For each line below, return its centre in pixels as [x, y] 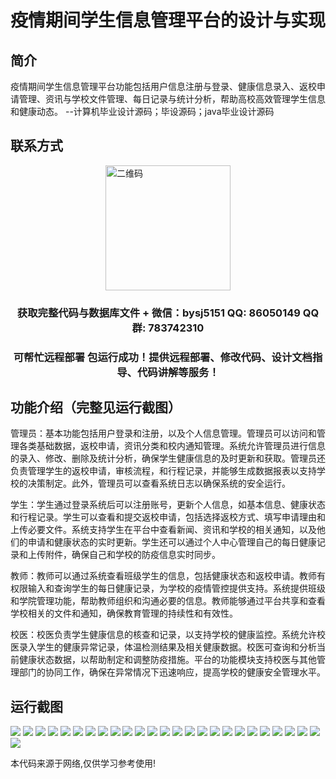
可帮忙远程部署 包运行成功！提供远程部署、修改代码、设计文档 [163, 357]
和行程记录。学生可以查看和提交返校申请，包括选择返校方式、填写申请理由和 [168, 517]
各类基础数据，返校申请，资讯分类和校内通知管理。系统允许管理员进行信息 [172, 446]
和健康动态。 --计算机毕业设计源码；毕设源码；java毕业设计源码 [142, 111]
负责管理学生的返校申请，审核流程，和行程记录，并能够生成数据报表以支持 [163, 471]
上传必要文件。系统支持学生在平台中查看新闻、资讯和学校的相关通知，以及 [163, 530]
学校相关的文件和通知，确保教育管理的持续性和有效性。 [124, 613]
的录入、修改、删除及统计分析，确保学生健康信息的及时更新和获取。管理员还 [168, 458]
